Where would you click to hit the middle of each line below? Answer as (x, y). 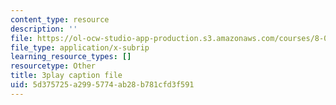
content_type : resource (60, 19)
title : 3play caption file (66, 76)
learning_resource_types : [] (71, 57)
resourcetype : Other (53, 66)
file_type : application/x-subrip (80, 47)
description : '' (44, 29)
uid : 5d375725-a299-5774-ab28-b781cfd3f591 (102, 85)
